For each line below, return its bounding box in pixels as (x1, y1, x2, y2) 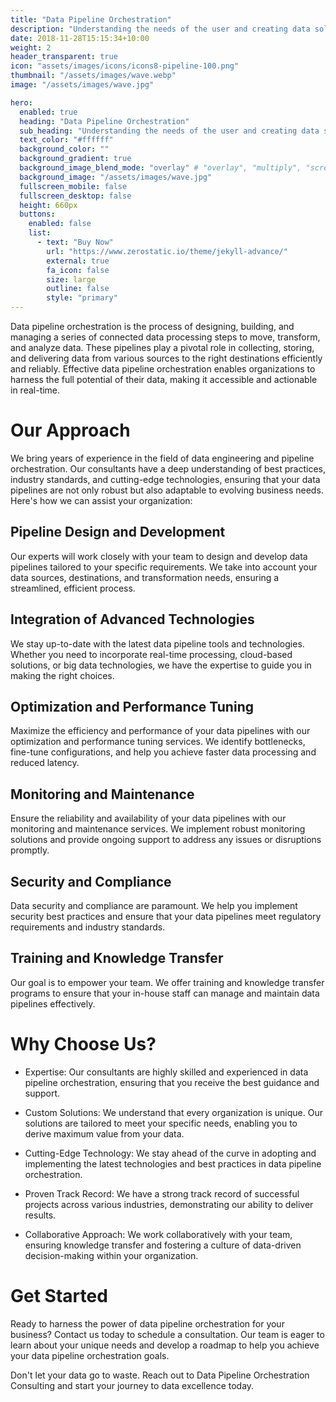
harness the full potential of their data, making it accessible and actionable (10, 374, 318, 385)
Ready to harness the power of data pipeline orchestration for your (10, 1317, 285, 1330)
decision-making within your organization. (24, 1249, 199, 1261)
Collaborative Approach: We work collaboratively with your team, (24, 1228, 293, 1240)
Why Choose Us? (10, 1033, 157, 1055)
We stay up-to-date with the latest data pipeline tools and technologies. (10, 637, 305, 650)
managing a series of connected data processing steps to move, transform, (10, 331, 321, 343)
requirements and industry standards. (10, 921, 166, 933)
